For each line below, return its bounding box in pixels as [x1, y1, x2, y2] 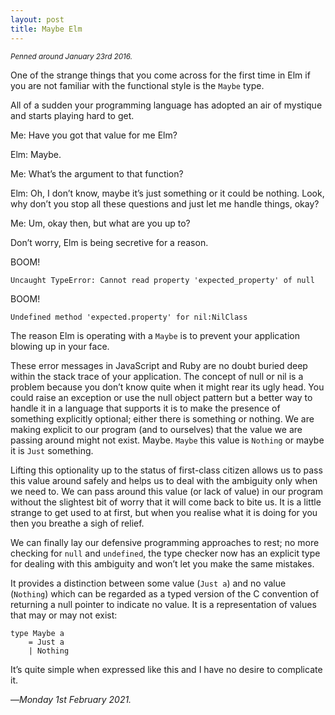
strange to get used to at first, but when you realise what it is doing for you [10, 506, 318, 518]
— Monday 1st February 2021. [10, 693, 132, 705]
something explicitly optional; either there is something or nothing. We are [10, 412, 315, 425]
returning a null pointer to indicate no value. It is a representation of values [10, 598, 317, 610]
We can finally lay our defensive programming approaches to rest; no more [10, 536, 320, 548]
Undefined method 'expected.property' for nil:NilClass [10, 312, 248, 322]
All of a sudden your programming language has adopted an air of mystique [10, 99, 323, 111]
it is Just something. [10, 444, 94, 456]
